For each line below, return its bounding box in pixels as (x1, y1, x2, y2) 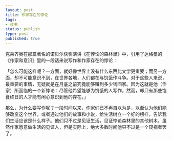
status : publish (5, 27, 40, 32)
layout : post (5, 7, 33, 13)
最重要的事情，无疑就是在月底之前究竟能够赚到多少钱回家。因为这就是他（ (5, 80, 162, 87)
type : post (5, 31, 29, 36)
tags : (5, 17, 17, 22)
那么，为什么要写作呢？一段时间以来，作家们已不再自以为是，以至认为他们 (5, 105, 162, 111)
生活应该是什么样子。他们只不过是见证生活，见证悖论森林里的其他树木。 (9, 117, 162, 124)
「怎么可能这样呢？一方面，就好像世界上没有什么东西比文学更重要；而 (5, 68, 154, 74)
